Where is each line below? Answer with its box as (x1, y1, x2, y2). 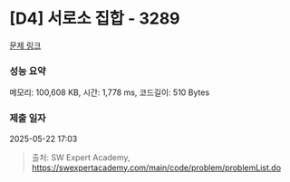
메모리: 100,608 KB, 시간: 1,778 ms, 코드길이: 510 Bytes (9, 87, 210, 98)
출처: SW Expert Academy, (31, 151, 130, 163)
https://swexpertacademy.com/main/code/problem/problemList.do (31, 162, 282, 173)
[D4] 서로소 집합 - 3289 (9, 8, 180, 29)
